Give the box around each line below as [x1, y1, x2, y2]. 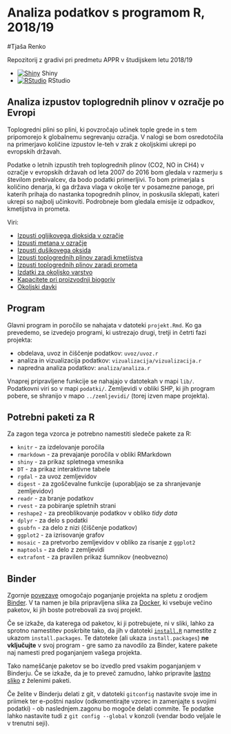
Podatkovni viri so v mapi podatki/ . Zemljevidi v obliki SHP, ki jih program [7, 384, 215, 392]
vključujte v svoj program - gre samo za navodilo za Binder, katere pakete [7, 641, 218, 649]
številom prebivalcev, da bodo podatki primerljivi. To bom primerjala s [7, 175, 205, 183]
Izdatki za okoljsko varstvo [17, 267, 93, 276]
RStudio [48, 76, 71, 84]
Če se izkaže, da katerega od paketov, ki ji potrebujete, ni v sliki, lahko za [7, 619, 214, 628]
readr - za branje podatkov [17, 494, 94, 502]
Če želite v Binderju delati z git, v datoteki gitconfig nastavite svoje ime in [7, 690, 217, 698]
